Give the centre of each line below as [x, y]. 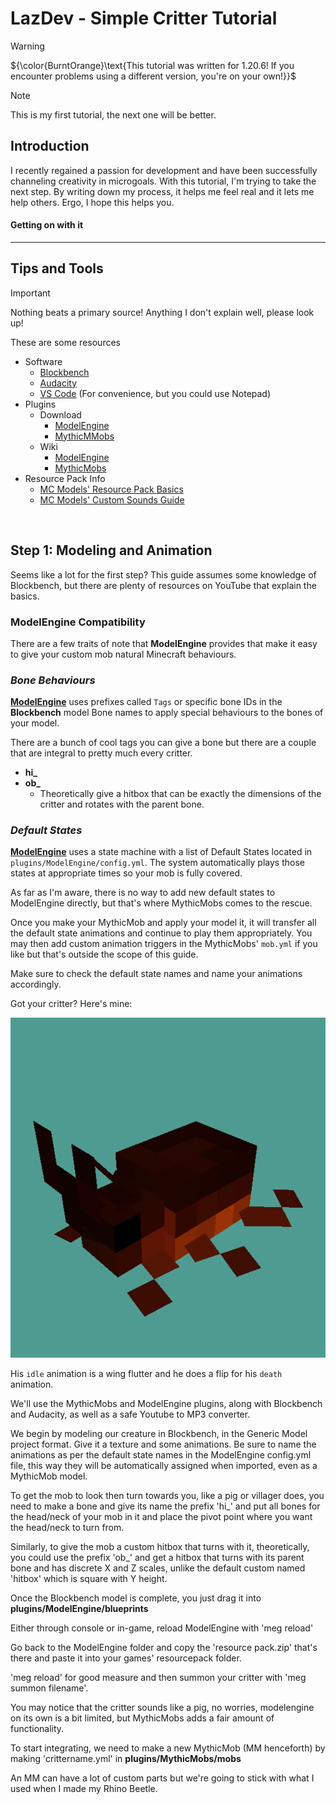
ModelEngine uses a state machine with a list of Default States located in [161, 852]
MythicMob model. [49, 1476]
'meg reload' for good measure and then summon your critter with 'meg [158, 1678]
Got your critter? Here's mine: [71, 1004]
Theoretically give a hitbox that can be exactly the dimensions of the [180, 794]
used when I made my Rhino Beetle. [84, 1789]
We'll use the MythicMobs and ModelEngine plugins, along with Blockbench [166, 1404]
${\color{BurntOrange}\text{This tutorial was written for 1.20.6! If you [152, 65]
